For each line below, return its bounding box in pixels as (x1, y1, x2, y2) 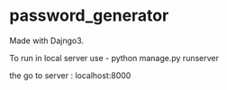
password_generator (9, 5, 169, 26)
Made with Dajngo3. (9, 35, 84, 46)
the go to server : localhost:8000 (9, 69, 132, 81)
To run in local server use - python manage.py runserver (9, 52, 219, 63)
